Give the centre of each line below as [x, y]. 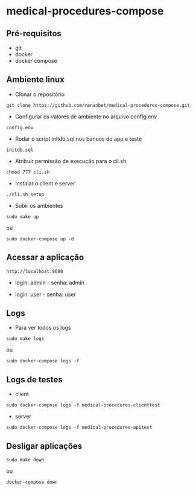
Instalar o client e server [45, 183]
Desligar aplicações [44, 446]
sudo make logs [25, 339]
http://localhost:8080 [35, 271]
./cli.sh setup [25, 194]
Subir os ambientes [39, 205]
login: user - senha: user [46, 294]
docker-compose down [32, 482]
